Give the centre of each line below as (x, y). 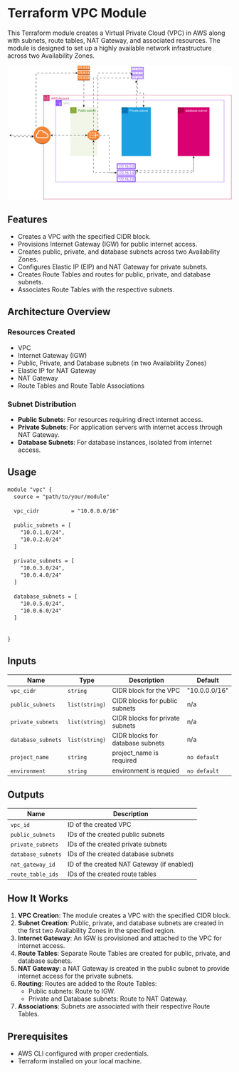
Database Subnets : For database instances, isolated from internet (115, 442)
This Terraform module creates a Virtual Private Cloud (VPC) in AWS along (116, 33)
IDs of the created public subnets (116, 834)
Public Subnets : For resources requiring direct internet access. (110, 419)
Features (27, 219)
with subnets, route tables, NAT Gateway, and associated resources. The (114, 40)
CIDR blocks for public (145, 701)
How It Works (38, 898)
